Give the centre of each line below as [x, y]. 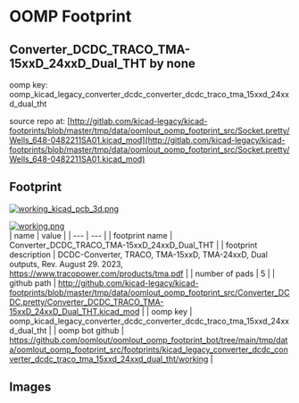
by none [173, 63]
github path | [33, 282]
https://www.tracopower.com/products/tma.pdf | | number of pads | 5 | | [142, 273]
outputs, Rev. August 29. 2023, [66, 264]
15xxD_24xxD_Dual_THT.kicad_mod [75, 311]
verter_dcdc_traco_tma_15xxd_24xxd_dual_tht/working [109, 358]
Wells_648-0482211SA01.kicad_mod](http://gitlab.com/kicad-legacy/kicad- [147, 140]
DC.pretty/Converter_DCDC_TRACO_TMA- [87, 302]
